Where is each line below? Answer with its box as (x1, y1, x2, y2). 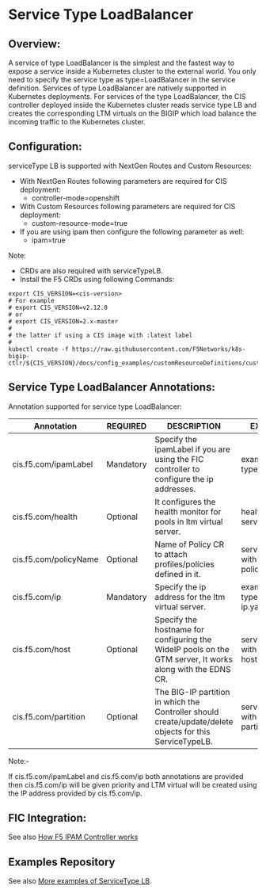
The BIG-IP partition (154, 686, 230, 697)
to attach (154, 548, 188, 559)
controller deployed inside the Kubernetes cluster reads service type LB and (8, 101, 257, 109)
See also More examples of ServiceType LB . (8, 876, 152, 886)
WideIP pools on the (154, 643, 230, 654)
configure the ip (154, 473, 214, 484)
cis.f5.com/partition (12, 711, 85, 722)
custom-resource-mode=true (31, 218, 128, 227)
